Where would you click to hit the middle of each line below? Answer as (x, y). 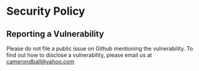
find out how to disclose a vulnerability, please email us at (79, 55)
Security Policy (46, 11)
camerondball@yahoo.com (40, 62)
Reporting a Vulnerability (55, 34)
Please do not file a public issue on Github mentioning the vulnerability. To (100, 48)
